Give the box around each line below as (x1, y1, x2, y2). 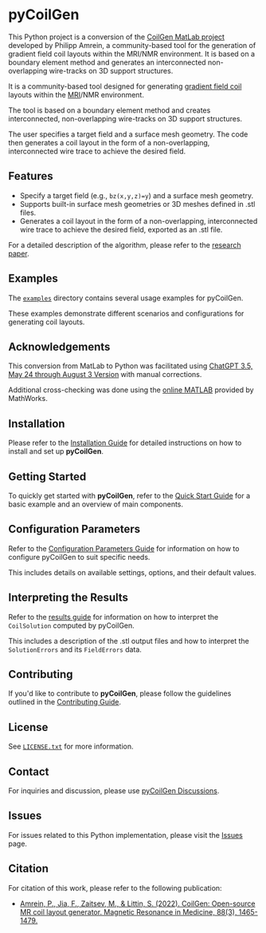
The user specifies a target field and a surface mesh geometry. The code (8, 129, 248, 139)
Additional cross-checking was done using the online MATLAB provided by (8, 385, 254, 395)
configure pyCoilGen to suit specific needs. (8, 552, 151, 562)
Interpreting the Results (8, 591, 129, 605)
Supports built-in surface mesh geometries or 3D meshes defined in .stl (19, 199, 256, 208)
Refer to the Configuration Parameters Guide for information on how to (8, 543, 240, 553)
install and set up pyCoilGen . (8, 447, 104, 456)
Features (8, 169, 53, 183)
